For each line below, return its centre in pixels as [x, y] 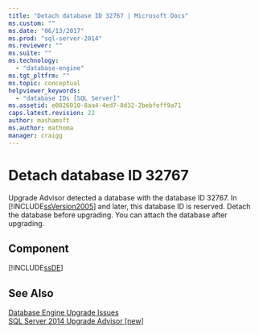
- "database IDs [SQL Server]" [68, 98]
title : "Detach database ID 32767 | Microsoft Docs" [99, 16]
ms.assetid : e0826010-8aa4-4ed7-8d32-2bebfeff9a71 [95, 105]
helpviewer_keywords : [45, 91]
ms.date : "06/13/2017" [46, 31]
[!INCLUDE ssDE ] [36, 268]
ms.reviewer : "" [35, 46]
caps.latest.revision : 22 [51, 113]
